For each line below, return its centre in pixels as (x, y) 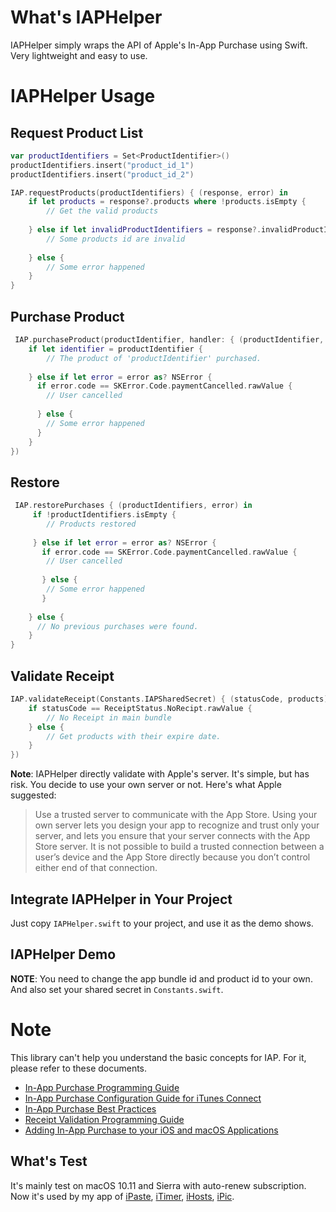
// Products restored (91, 524)
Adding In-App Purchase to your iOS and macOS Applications (151, 1130)
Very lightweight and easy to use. (79, 55)
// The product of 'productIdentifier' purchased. (154, 358)
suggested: (33, 795)
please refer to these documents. (79, 1068)
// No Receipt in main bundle (109, 717)
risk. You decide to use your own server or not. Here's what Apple (146, 785)
